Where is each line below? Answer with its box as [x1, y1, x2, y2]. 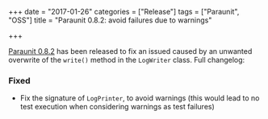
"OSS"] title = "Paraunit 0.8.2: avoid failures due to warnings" [8, 15, 212, 25]
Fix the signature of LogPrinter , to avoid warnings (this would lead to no [19, 93, 260, 103]
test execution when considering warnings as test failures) [19, 102, 216, 112]
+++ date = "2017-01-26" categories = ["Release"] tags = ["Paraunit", [8, 7, 240, 16]
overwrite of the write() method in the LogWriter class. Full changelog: [8, 55, 245, 64]
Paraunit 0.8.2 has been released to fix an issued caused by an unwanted [8, 47, 253, 55]
